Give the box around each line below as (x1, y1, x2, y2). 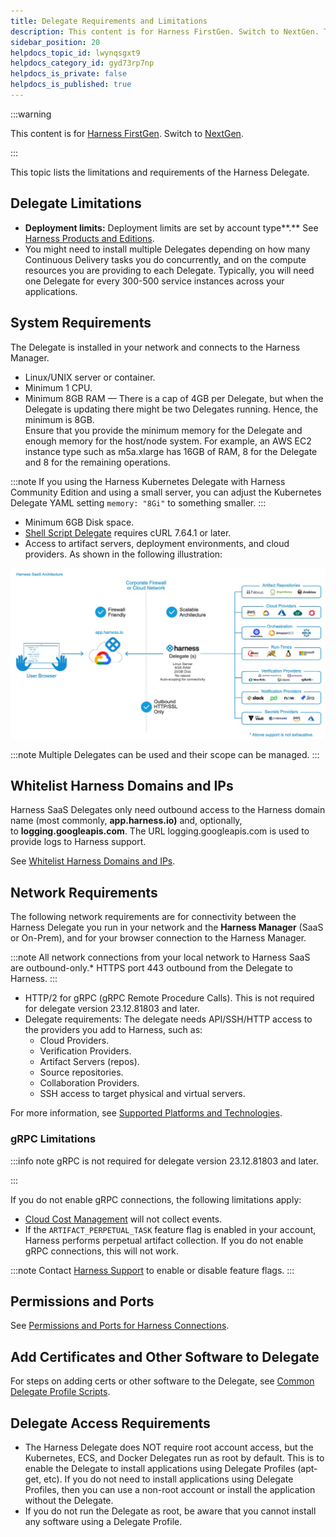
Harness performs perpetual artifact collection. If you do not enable (24, 1234, 304, 1246)
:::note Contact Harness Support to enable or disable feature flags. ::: (10, 1264, 295, 1276)
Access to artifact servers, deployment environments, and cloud (24, 537, 290, 549)
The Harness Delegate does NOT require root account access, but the (24, 1441, 314, 1454)
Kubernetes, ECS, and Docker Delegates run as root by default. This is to (24, 1452, 325, 1464)
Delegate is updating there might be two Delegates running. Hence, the (24, 403, 319, 415)
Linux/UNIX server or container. (24, 371, 156, 383)
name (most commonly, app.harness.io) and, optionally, (10, 815, 243, 827)
